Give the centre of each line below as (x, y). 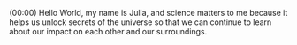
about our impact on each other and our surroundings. (108, 31)
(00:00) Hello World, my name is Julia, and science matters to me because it (148, 13)
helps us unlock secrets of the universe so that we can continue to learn (141, 22)
